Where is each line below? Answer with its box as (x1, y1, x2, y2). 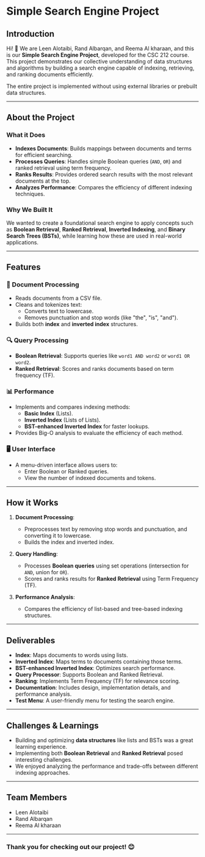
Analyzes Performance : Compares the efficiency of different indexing (15, 183, 192, 191)
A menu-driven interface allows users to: (15, 461, 118, 469)
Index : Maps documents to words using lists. (15, 652, 128, 659)
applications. (6, 238, 38, 246)
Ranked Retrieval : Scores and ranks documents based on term (15, 365, 174, 372)
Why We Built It (6, 205, 53, 214)
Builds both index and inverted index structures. (15, 320, 138, 327)
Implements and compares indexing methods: (15, 403, 131, 410)
